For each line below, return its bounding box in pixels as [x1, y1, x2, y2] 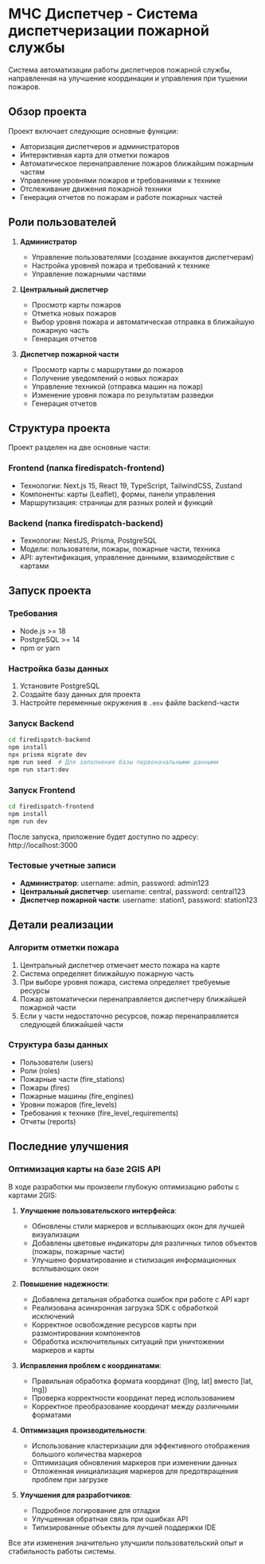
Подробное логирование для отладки [31, 1505, 161, 1515]
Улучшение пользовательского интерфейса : [19, 1205, 177, 1215]
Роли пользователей [8, 216, 117, 229]
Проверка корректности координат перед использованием [31, 1393, 235, 1402]
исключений [31, 1311, 75, 1321]
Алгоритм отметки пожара [8, 942, 119, 953]
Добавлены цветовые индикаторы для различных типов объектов [31, 1238, 257, 1248]
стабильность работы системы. [8, 1546, 117, 1556]
